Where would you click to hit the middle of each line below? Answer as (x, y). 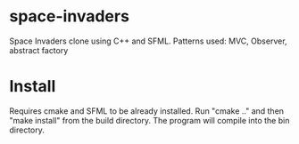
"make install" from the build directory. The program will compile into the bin (149, 120)
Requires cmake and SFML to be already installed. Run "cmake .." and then (146, 111)
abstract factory (39, 50)
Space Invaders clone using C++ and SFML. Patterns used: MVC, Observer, (148, 41)
